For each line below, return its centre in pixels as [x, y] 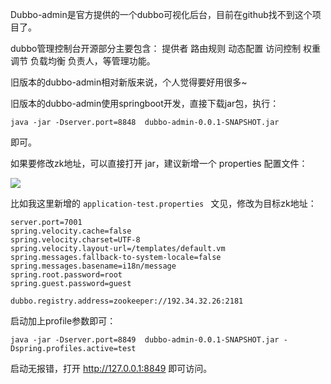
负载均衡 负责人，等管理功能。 [92, 61]
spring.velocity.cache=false [71, 231]
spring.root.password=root [66, 275]
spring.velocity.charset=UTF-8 [75, 240]
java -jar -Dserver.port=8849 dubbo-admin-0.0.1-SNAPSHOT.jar [145, 340]
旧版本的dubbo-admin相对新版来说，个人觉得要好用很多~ [129, 82]
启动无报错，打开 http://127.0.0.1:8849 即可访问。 [111, 368]
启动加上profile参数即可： [63, 321]
